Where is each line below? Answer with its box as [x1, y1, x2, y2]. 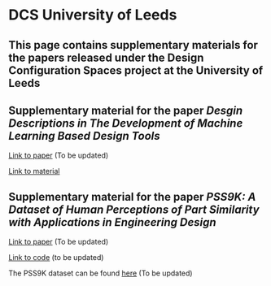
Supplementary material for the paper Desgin [8, 103, 243, 117]
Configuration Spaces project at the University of [8, 63, 264, 77]
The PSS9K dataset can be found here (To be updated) [8, 268, 193, 278]
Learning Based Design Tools [8, 128, 160, 143]
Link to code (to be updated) [8, 253, 104, 262]
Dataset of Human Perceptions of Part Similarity [8, 202, 260, 216]
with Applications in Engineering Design [8, 215, 217, 229]
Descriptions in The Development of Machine [8, 116, 243, 130]
